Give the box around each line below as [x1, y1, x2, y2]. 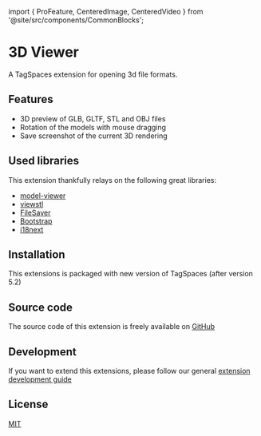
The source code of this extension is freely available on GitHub [8, 322, 216, 331]
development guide [8, 375, 72, 384]
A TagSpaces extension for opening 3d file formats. [8, 69, 178, 79]
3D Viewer [8, 43, 80, 61]
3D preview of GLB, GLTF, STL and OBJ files [19, 113, 166, 123]
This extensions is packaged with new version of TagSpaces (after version [8, 269, 254, 279]
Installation [8, 248, 65, 261]
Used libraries [8, 154, 80, 168]
